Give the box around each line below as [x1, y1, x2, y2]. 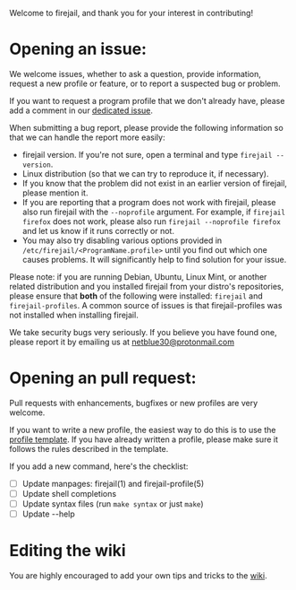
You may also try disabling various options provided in [21, 235, 223, 246]
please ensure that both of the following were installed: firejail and [9, 291, 264, 301]
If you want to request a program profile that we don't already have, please [9, 95, 285, 106]
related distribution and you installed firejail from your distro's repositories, [9, 281, 284, 291]
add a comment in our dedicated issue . [9, 105, 154, 116]
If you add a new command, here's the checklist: [9, 461, 189, 472]
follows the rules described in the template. [9, 443, 169, 454]
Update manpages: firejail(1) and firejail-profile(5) [21, 478, 205, 489]
